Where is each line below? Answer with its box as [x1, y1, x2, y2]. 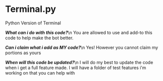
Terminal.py [5, 3, 56, 15]
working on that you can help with [5, 70, 75, 76]
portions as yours [5, 50, 41, 56]
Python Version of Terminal [5, 20, 61, 26]
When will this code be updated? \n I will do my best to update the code [5, 59, 154, 65]
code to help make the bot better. [5, 35, 74, 41]
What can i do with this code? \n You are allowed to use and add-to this [5, 29, 153, 35]
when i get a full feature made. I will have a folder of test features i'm [5, 65, 146, 71]
